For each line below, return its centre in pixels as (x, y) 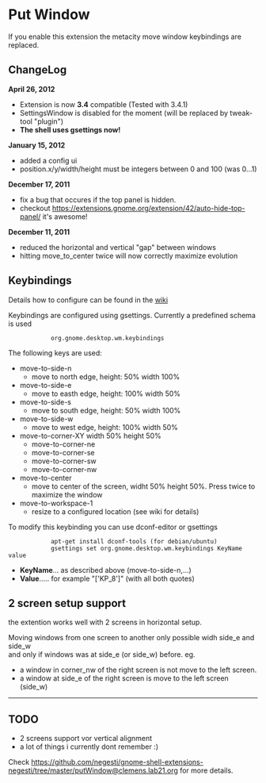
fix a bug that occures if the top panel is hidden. (98, 199)
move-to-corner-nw (64, 469)
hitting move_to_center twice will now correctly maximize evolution (129, 255)
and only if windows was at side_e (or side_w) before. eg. (102, 654)
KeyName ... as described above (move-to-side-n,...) (105, 570)
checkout (35, 208)
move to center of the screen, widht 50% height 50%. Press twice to (143, 486)
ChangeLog (38, 70)
